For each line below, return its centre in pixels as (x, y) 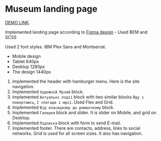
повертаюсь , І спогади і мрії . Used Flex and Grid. (63, 102)
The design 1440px (31, 71)
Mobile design (26, 56)
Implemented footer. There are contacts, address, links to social (76, 128)
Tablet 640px (25, 61)
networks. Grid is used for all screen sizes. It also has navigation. (77, 133)
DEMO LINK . (18, 23)
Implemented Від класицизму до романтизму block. (63, 107)
